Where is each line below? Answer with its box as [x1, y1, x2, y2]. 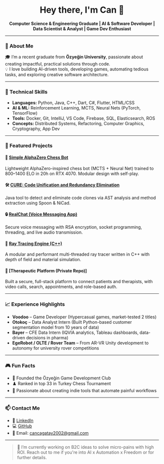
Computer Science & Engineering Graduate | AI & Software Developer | [9, 21, 155, 26]
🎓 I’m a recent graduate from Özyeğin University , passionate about [5, 54, 143, 60]
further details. [17, 455, 47, 461]
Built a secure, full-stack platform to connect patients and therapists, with [5, 279, 153, 285]
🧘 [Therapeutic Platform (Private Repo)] [5, 267, 87, 273]
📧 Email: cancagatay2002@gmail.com [12, 430, 89, 436]
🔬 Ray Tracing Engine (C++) [5, 241, 62, 246]
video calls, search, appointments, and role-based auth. [5, 284, 118, 290]
